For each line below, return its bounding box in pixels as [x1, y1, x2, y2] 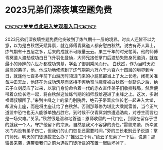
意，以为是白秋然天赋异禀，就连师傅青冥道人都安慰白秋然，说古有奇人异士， [5, 42, 158, 49]
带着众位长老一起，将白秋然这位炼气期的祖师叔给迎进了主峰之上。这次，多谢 [5, 91, 158, 97]
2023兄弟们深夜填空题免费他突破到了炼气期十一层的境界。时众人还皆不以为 [5, 37, 156, 42]
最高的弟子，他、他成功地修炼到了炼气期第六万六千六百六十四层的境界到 [5, 67, 149, 73]
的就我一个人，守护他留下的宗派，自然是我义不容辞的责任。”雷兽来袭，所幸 [5, 122, 154, 128]
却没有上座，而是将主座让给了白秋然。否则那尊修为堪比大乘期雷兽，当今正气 [5, 103, 158, 110]
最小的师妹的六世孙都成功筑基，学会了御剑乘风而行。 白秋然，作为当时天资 [5, 61, 155, 67]
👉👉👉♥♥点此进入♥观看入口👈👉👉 [5, 23, 97, 30]
